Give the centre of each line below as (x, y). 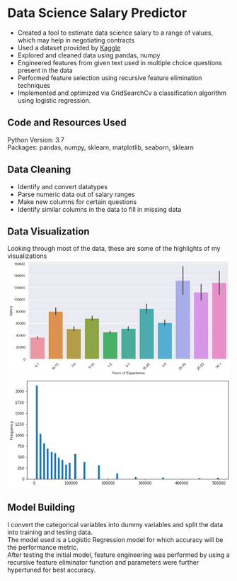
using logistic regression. (54, 100)
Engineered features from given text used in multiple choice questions (120, 62)
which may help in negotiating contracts (76, 40)
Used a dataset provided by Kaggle (69, 47)
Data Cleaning (39, 170)
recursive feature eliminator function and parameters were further (103, 562)
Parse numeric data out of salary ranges (76, 194)
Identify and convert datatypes (63, 186)
